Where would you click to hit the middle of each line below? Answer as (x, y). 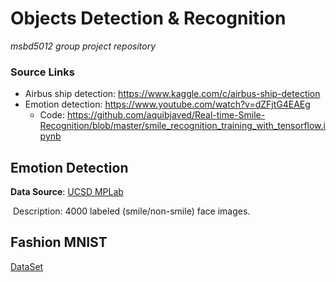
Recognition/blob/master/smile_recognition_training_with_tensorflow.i (182, 126)
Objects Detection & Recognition (148, 18)
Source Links (42, 72)
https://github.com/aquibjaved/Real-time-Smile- (166, 115)
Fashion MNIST (59, 242)
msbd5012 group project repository (83, 46)
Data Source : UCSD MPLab (67, 192)
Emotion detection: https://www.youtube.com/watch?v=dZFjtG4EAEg (167, 104)
